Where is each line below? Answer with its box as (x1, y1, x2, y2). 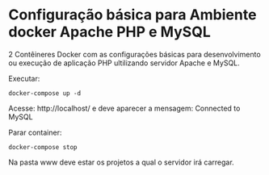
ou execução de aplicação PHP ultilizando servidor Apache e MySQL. (8, 58, 240, 68)
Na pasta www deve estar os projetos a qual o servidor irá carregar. (8, 157, 234, 167)
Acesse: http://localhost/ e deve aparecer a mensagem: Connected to (8, 103, 241, 113)
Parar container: (8, 127, 62, 137)
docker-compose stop (8, 143, 78, 151)
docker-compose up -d (8, 89, 82, 98)
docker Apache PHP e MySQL (8, 23, 212, 41)
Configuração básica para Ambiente (8, 6, 257, 24)
